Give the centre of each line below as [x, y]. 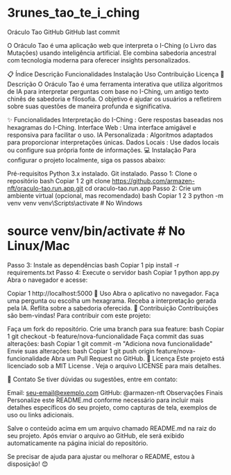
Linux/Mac [39, 246]
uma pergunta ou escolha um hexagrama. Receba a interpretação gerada [112, 301]
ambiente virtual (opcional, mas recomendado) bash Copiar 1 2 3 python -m [115, 195]
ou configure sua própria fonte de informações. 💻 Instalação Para [102, 150]
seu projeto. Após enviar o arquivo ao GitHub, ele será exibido [96, 435]
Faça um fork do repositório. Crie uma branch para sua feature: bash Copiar [115, 328]
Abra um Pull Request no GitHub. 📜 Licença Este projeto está [138, 358]
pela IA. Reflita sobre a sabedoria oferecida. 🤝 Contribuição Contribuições [113, 308]
